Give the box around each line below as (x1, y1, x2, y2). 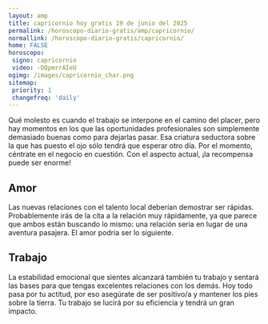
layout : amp (8, 11, 48, 20)
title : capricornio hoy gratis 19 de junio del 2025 (8, 19, 188, 27)
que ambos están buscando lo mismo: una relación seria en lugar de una (8, 219, 248, 229)
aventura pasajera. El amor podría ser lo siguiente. (8, 228, 174, 238)
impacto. (8, 306, 38, 316)
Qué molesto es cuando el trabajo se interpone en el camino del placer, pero (8, 115, 261, 125)
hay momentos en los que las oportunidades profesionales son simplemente (8, 124, 260, 134)
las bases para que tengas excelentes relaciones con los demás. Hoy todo (8, 281, 254, 290)
